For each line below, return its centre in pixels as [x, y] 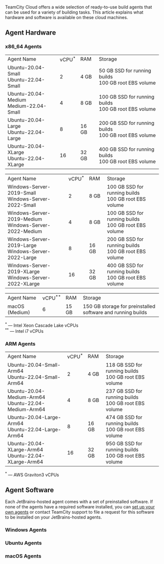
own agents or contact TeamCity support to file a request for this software [80, 512]
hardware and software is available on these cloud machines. [67, 17]
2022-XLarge [24, 284]
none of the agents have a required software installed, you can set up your [80, 507]
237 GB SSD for [124, 391]
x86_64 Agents [23, 47]
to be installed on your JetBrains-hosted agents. [53, 517]
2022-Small [22, 205]
